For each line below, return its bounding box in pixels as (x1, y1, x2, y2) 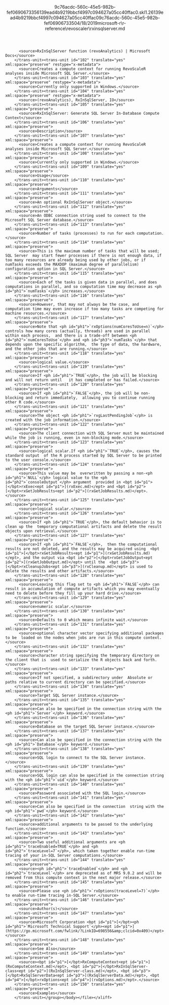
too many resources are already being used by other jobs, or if (5, 257, 146, 263)
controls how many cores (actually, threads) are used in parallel (5, 329, 151, 334)
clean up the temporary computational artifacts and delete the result (5, 524, 162, 529)
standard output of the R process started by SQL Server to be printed (5, 453, 162, 458)
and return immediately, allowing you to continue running (25, 395, 155, 400)
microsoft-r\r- (97, 20, 126, 26)
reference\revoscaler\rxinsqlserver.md (45, 25, 125, 31)
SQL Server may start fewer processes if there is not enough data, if (5, 253, 162, 258)
